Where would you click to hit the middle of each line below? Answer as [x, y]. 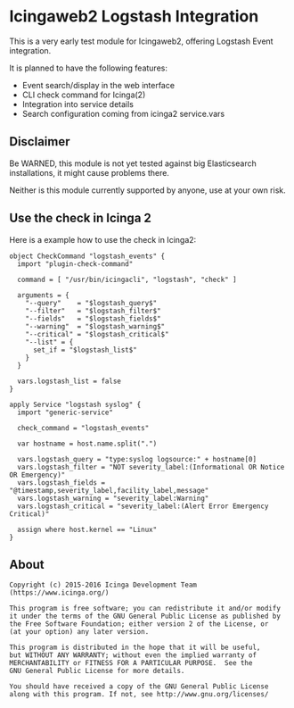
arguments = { [43, 295]
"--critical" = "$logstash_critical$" [97, 334]
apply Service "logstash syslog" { [75, 404]
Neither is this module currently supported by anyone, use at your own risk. [148, 190]
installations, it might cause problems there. [89, 172]
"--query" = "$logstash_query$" [91, 303]
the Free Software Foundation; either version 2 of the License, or [139, 624]
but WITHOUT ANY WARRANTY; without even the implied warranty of [133, 655]
